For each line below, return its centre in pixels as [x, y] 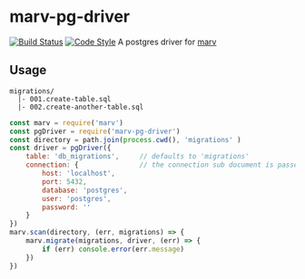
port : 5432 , [65, 182]
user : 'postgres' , [77, 198]
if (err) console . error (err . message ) [113, 249]
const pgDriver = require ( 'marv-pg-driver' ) [95, 131]
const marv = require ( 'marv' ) [67, 123]
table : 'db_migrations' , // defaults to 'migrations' [138, 157]
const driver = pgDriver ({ [60, 148]
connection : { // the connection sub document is [150, 165]
